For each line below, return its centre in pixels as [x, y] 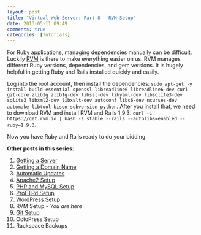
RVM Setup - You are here [49, 206]
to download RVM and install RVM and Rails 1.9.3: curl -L [80, 113]
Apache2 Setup [36, 180]
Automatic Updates [40, 174]
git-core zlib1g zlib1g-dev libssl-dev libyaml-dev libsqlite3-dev [95, 95]
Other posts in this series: [40, 148]
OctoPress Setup [37, 219]
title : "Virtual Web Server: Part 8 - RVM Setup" [72, 18]
